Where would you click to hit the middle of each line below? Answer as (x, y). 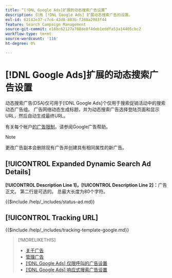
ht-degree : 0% (21, 44)
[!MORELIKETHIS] (37, 240)
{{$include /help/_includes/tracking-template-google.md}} (67, 230)
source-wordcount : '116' (32, 39)
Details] (18, 172)
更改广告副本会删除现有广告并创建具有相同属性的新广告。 (66, 147)
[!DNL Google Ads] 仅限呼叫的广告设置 (66, 263)
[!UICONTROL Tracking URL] (52, 218)
